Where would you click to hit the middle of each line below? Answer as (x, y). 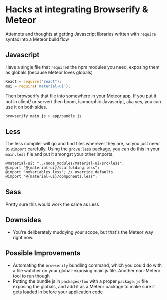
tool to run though (31, 276)
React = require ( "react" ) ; (33, 81)
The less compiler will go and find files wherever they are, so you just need (83, 144)
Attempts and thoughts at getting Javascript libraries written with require (81, 34)
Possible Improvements (43, 253)
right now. (23, 237)
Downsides (23, 220)
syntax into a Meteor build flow (37, 39)
